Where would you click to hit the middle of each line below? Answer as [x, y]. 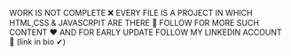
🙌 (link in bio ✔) [38, 42]
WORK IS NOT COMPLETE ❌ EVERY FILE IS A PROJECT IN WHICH [131, 13]
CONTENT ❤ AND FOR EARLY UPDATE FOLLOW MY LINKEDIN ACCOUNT [145, 32]
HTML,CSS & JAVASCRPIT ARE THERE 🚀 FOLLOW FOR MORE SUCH [134, 23]
